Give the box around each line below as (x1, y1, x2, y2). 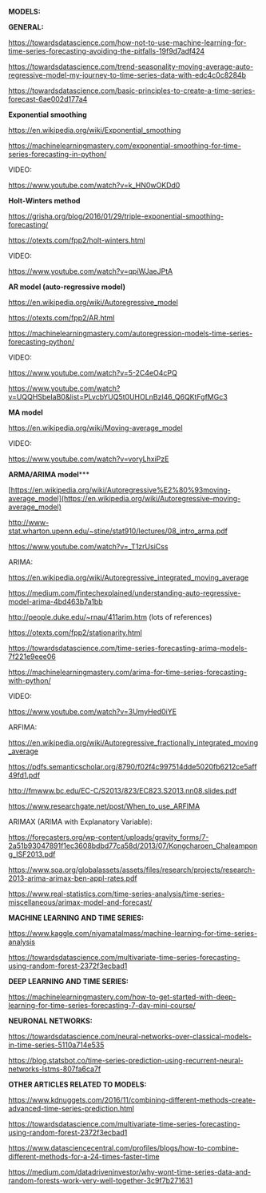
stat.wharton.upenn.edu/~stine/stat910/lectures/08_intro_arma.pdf (8, 526, 228, 536)
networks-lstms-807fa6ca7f (8, 1064, 101, 1074)
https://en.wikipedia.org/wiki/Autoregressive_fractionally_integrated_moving (8, 738, 259, 747)
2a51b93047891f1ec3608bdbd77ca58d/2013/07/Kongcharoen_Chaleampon (8, 841, 258, 850)
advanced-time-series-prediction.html (8, 1104, 134, 1113)
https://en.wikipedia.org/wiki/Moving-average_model (8, 424, 183, 432)
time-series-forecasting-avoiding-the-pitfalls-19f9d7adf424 (8, 46, 205, 55)
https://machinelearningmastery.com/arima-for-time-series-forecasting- (8, 668, 248, 677)
